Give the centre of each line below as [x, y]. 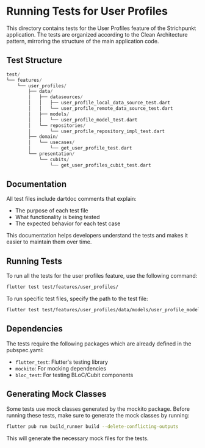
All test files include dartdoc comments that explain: [71, 199]
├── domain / [44, 137]
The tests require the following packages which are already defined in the [99, 344]
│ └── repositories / [57, 125]
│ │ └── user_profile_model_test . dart [83, 120]
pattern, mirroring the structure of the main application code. [83, 41]
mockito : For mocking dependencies [61, 368]
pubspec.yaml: [25, 350]
